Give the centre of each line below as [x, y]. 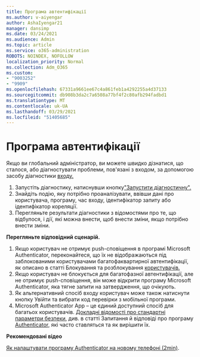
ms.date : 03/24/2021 [32, 34]
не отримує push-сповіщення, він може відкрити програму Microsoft [103, 281]
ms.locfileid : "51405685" [38, 117]
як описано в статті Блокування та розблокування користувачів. [97, 268]
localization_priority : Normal [45, 61]
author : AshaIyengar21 [34, 23]
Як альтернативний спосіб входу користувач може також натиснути [102, 293]
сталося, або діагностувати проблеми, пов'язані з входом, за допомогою [100, 170]
